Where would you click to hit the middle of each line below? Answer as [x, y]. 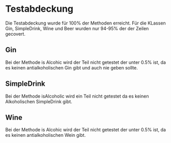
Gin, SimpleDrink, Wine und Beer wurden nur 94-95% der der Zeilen [77, 28]
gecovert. [15, 34]
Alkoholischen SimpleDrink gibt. [39, 101]
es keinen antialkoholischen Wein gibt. [45, 135]
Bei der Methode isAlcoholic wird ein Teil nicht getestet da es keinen [77, 96]
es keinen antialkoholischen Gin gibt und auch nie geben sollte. [72, 67]
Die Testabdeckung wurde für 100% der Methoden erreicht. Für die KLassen [86, 23]
